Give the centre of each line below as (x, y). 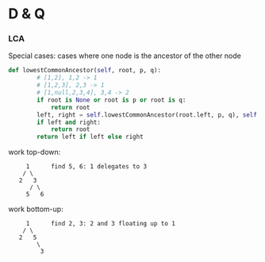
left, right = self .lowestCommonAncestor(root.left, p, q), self (147, 115)
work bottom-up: (36, 209)
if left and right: (69, 122)
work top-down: (35, 152)
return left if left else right (90, 137)
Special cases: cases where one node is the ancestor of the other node (125, 56)
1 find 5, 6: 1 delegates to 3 (86, 167)
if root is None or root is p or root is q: (111, 100)
